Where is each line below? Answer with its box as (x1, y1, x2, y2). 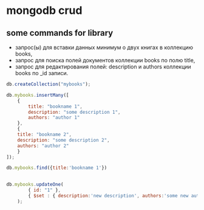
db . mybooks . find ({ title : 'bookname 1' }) (6, 165, 107, 171)
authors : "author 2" (17, 143, 69, 149)
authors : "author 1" (28, 114, 80, 121)
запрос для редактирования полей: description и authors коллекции (15, 63, 191, 70)
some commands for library (6, 28, 114, 38)
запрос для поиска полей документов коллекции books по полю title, (15, 57, 195, 64)
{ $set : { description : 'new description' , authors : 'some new (28, 192, 189, 199)
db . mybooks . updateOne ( (6, 182, 64, 188)
